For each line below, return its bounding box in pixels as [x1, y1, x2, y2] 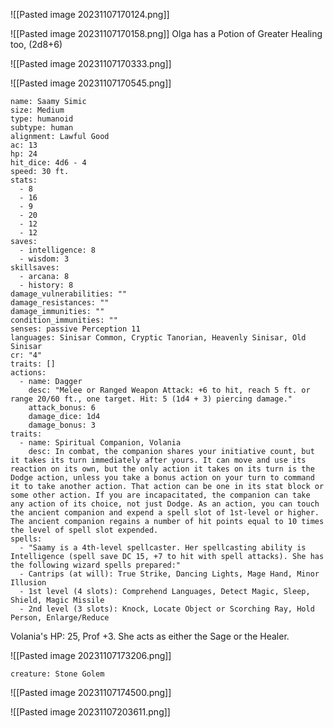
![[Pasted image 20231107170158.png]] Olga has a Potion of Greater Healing [10, 28, 323, 39]
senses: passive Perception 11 [10, 324, 141, 334]
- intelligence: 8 [19, 245, 97, 255]
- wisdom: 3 [19, 254, 70, 264]
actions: [10, 368, 47, 378]
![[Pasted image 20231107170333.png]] [10, 58, 172, 69]
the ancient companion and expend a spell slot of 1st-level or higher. [10, 508, 320, 518]
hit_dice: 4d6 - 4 [10, 158, 87, 168]
